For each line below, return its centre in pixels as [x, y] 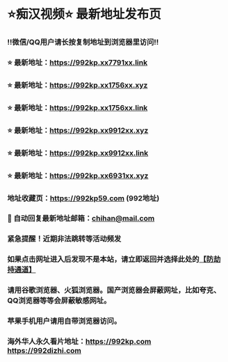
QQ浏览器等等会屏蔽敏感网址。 [59, 301]
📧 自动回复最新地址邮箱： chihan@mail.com [81, 219]
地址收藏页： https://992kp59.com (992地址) [83, 198]
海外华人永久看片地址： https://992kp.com [79, 342]
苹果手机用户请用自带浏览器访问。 [64, 321]
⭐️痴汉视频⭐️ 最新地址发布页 [84, 14]
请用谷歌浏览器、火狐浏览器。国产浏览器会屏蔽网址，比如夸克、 [114, 290]
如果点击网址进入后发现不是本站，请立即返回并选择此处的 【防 [111, 260]
